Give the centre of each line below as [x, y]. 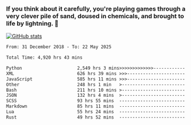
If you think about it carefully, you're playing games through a [96, 9]
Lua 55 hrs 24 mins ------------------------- [95, 112]
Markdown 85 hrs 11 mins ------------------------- [95, 107]
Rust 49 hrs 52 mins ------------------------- [95, 117]
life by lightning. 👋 [32, 23]
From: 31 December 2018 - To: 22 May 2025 [59, 47]
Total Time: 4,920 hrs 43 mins [44, 58]
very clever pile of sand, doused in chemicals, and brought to [95, 16]
